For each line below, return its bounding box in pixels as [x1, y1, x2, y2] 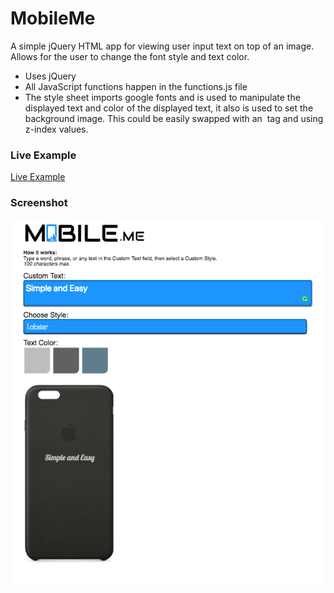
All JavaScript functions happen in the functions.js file [24, 80, 248, 92]
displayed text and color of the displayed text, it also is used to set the [24, 102, 314, 114]
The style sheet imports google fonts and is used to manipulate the [24, 91, 301, 103]
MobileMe [10, 7, 96, 30]
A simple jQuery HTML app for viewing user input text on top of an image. [10, 40, 315, 52]
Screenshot [10, 196, 68, 210]
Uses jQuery [24, 70, 77, 82]
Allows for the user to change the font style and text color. [10, 50, 250, 62]
